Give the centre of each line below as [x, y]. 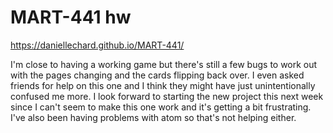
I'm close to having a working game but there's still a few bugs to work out [164, 64]
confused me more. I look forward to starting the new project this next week [167, 96]
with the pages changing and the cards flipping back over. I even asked [157, 75]
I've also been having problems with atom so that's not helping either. [153, 117]
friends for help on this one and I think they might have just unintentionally [163, 85]
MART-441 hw [71, 17]
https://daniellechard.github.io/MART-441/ [97, 45]
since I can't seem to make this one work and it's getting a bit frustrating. [161, 107]
